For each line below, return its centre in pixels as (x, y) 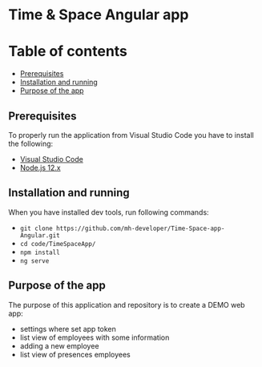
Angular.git (40, 235)
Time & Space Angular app (99, 15)
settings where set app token (68, 329)
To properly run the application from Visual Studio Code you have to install (131, 135)
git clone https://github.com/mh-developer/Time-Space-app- (122, 228)
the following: (31, 143)
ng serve (34, 261)
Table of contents (68, 52)
